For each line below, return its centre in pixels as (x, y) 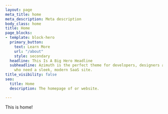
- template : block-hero (30, 38)
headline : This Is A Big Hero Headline (51, 61)
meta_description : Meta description (43, 19)
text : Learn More (32, 47)
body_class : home (23, 24)
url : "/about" (29, 51)
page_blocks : (19, 33)
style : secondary (32, 56)
